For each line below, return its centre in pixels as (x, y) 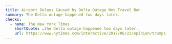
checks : (14, 19)
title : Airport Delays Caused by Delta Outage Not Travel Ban (73, 10)
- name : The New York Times (40, 24)
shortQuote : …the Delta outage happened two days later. (77, 29)
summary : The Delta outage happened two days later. (63, 15)
